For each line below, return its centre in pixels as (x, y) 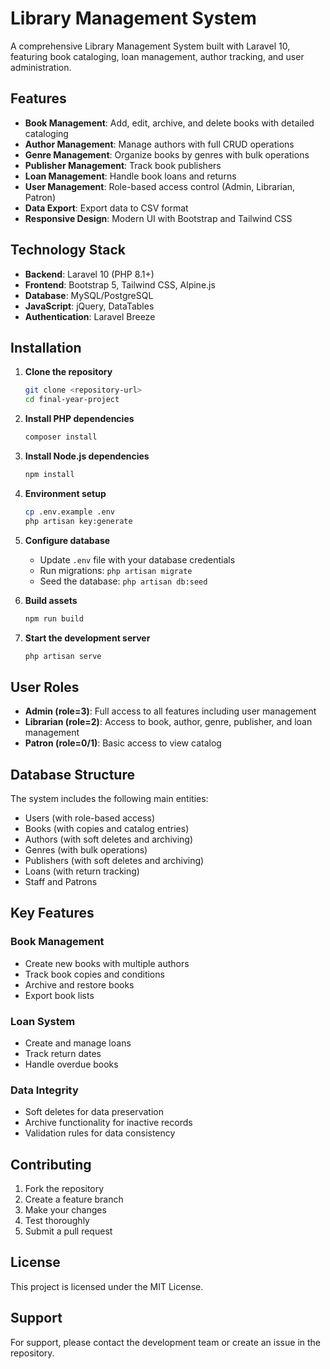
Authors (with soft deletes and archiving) (108, 839)
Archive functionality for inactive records (108, 1123)
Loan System (43, 1021)
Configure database (67, 540)
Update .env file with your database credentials (137, 559)
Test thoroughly (57, 1221)
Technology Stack (68, 250)
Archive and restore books (79, 984)
